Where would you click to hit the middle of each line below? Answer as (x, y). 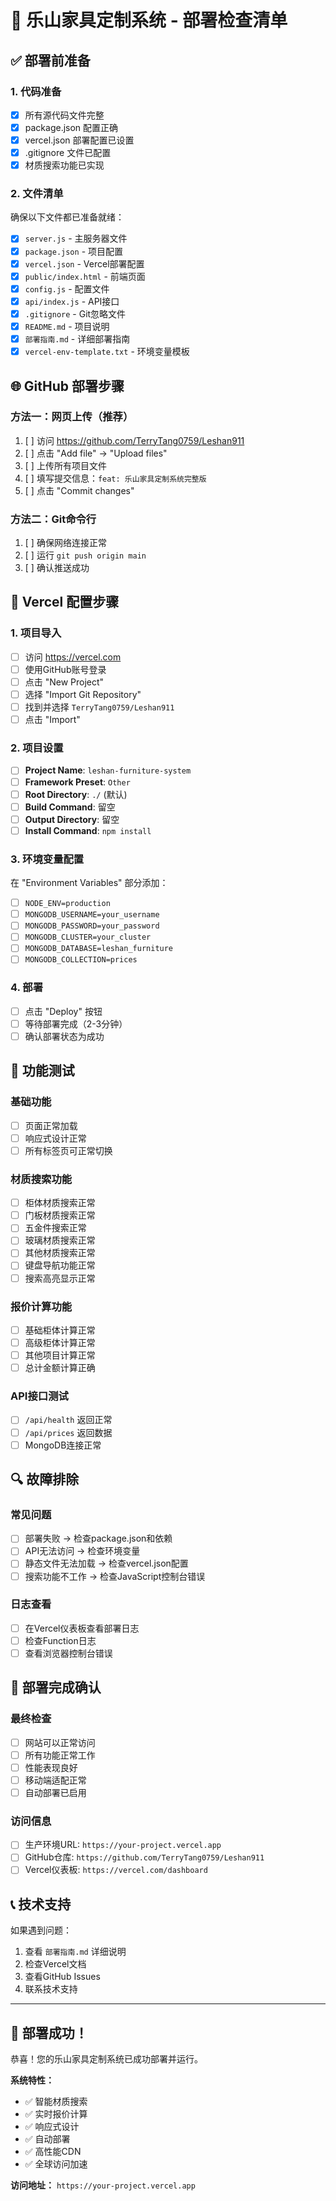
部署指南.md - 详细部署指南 (77, 338)
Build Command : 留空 (70, 807)
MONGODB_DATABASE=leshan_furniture (99, 949)
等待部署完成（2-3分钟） (76, 1023)
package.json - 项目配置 (74, 251)
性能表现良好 (51, 1767)
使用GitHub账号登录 (65, 669)
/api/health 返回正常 (68, 1420)
